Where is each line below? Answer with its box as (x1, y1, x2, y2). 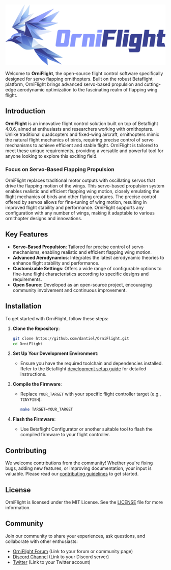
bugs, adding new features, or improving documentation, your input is (5, 465, 152, 471)
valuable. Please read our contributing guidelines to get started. (5, 471, 139, 477)
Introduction (5, 107, 46, 115)
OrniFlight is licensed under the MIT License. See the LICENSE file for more (5, 499, 163, 505)
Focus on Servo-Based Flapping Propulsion (5, 165, 115, 173)
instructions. (20, 371, 47, 377)
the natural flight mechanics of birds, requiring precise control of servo (5, 136, 154, 142)
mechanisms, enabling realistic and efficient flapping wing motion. (12, 249, 152, 255)
